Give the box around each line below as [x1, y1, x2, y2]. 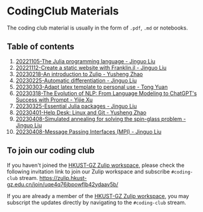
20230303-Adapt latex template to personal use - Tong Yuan [15, 83, 168, 90]
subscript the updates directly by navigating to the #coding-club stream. [7, 199, 187, 206]
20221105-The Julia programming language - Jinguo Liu [15, 57, 156, 64]
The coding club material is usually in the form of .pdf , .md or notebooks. [7, 24, 188, 31]
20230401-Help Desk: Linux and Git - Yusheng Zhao [15, 108, 147, 116]
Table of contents [7, 42, 74, 52]
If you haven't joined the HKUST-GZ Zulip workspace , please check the [7, 161, 185, 169]
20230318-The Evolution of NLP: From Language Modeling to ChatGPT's [15, 89, 197, 97]
